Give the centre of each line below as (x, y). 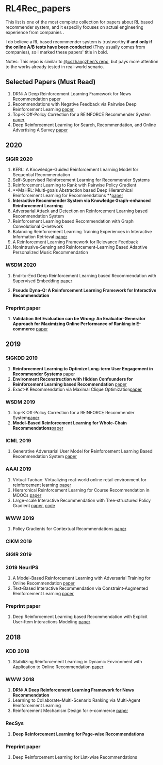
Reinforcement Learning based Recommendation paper (70, 384)
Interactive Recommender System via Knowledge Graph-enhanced (81, 200)
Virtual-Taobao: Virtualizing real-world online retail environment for (80, 479)
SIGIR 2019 (19, 554)
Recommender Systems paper (44, 374)
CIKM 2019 (19, 541)
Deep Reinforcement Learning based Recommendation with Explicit (80, 617)
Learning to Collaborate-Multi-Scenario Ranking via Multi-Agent (76, 700)
